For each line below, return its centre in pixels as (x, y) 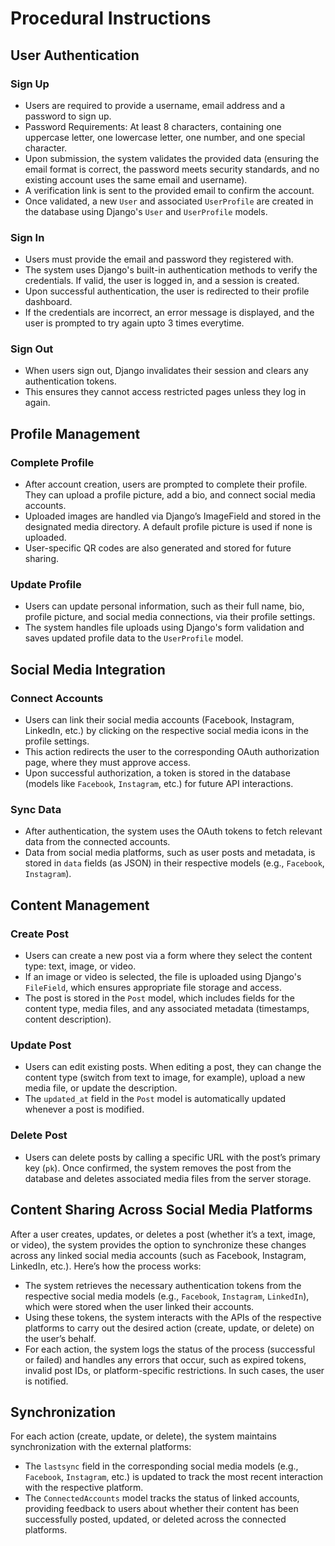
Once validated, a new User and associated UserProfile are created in (169, 201)
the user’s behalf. (60, 1338)
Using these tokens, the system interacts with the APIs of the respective (173, 1317)
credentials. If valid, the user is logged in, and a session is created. (162, 281)
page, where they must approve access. (107, 763)
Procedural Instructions (111, 18)
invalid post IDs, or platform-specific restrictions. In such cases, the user (174, 1370)
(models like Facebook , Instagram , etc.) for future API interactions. (159, 784)
